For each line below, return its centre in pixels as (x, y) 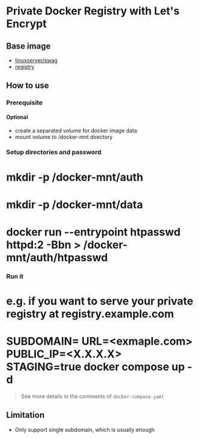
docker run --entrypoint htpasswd (94, 232)
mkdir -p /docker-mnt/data (75, 204)
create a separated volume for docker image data (76, 130)
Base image (28, 46)
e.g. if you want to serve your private (100, 301)
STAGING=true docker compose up (96, 367)
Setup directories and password (54, 153)
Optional (17, 117)
